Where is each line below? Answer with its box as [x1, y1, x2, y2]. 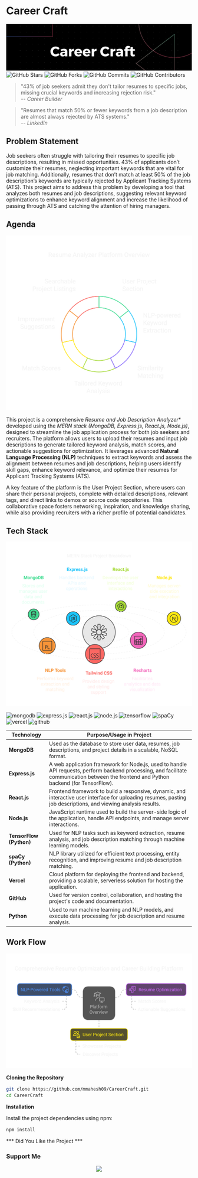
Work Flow [6, 937, 47, 947]
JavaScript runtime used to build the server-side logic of [49, 808, 187, 815]
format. [49, 752, 67, 759]
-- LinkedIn [20, 119, 48, 126]
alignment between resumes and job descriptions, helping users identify [6, 459, 181, 467]
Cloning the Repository [6, 1074, 64, 1081]
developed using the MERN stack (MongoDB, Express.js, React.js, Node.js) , [6, 422, 190, 429]
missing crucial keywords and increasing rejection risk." [20, 89, 156, 96]
